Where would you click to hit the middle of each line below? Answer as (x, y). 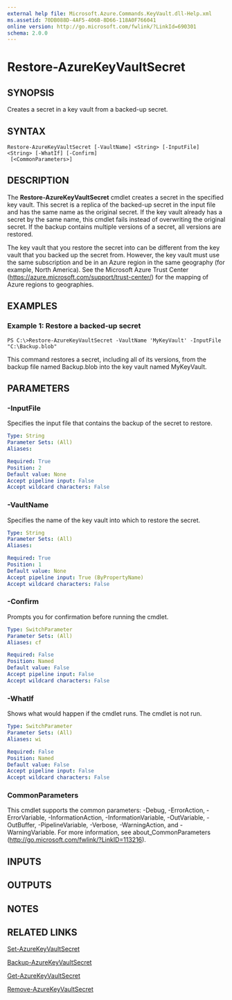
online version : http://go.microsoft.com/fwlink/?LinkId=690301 (102, 26)
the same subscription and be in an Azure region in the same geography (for (116, 262)
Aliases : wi (24, 739)
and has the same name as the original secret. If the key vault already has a (115, 212)
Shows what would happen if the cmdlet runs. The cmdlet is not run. (105, 714)
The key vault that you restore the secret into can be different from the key (114, 248)
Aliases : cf (24, 642)
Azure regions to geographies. (51, 284)
